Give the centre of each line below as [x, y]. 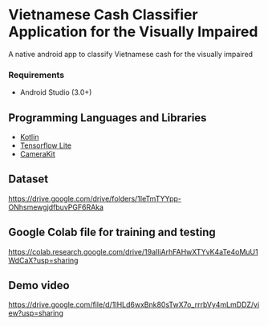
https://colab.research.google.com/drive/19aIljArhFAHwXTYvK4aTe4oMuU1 [133, 251]
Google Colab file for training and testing [112, 232]
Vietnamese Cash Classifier [103, 15]
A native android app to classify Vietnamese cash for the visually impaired [131, 54]
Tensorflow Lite [46, 145]
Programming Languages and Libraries [108, 118]
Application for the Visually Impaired [133, 32]
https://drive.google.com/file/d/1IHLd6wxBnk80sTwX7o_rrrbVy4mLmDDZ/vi [134, 305]
